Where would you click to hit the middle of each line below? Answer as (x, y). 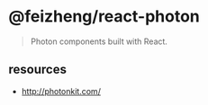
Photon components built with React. (99, 41)
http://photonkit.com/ (61, 91)
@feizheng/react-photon (104, 17)
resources (37, 70)
